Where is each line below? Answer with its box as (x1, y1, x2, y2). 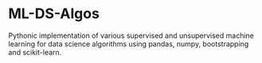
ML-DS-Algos (8, 5, 100, 23)
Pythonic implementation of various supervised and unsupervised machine (8, 31, 255, 40)
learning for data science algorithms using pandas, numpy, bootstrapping (8, 39, 249, 48)
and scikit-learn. (8, 47, 62, 57)
